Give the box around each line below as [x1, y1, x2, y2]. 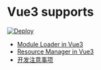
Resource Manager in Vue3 [16, 47, 94, 56]
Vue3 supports [7, 4, 94, 20]
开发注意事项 [16, 56, 53, 64]
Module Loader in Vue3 [16, 40, 83, 48]
